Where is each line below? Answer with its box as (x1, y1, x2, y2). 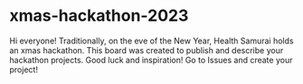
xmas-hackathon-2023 (9, 5, 189, 26)
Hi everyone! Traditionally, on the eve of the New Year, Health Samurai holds (9, 35, 294, 46)
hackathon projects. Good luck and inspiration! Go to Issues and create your (9, 54, 293, 65)
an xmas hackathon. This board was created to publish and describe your (9, 44, 284, 55)
